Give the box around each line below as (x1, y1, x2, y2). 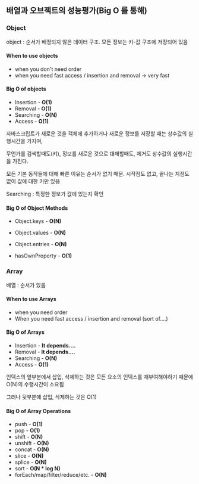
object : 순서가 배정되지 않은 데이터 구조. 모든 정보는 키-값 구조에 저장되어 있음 (6, 38, 188, 45)
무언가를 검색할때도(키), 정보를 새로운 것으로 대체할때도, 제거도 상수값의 (6, 150, 172, 157)
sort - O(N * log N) (14, 465, 61, 472)
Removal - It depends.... (14, 348, 75, 355)
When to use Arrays (6, 296, 56, 303)
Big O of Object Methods (6, 204, 68, 212)
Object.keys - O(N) (14, 218, 62, 225)
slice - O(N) (14, 452, 44, 460)
